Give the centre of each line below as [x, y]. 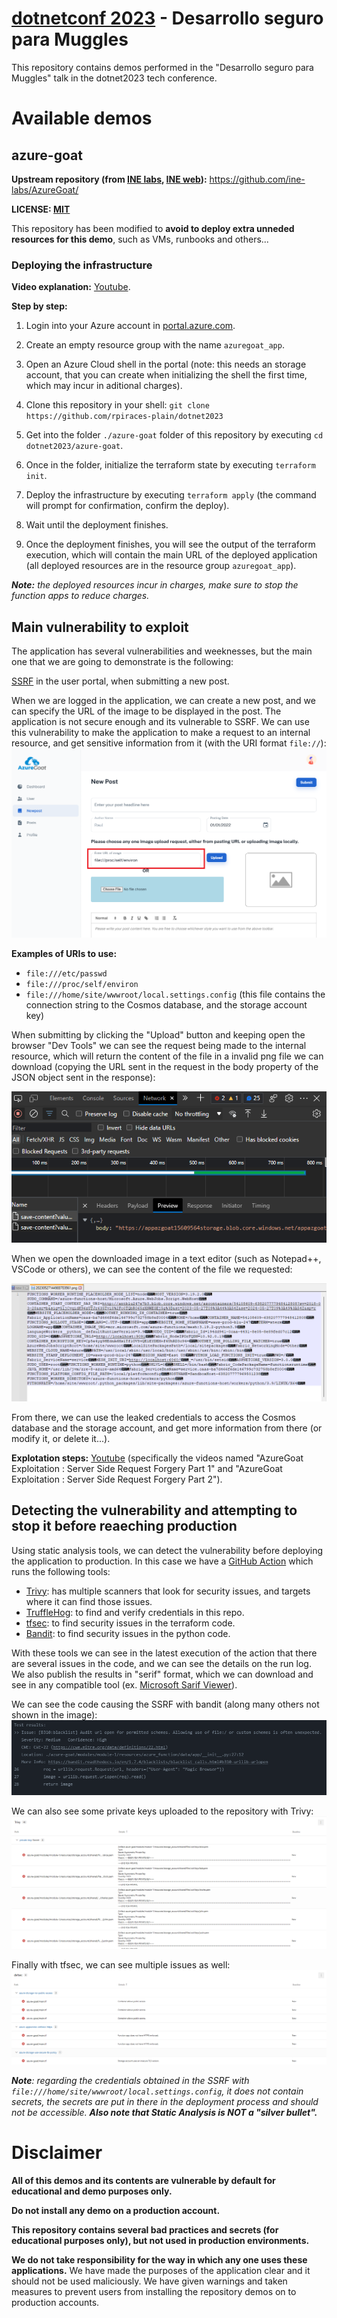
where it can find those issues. [89, 1601]
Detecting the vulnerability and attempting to [154, 1510]
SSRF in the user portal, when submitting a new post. [120, 681]
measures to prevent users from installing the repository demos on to [154, 2292]
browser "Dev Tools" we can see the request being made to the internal [159, 1045]
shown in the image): [54, 1714]
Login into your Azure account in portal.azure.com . [130, 326]
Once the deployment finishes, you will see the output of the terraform [170, 544]
